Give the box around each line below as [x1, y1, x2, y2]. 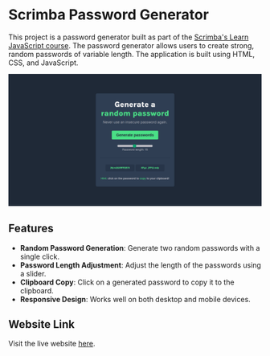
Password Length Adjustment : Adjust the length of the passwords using [19, 260, 261, 270]
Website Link [8, 317, 75, 331]
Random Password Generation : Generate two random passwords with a [19, 243, 260, 252]
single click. [19, 252, 60, 261]
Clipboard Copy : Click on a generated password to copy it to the [19, 277, 235, 287]
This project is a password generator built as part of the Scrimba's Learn [8, 32, 249, 42]
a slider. [19, 268, 47, 278]
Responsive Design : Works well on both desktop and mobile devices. [19, 294, 251, 304]
